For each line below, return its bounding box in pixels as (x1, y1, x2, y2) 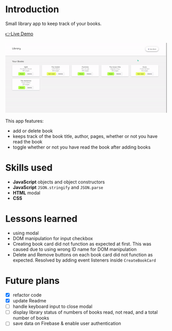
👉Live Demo (5, 31, 34, 37)
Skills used (5, 162, 53, 174)
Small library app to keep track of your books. (5, 20, 102, 27)
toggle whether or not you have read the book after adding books (12, 144, 151, 150)
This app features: (5, 118, 44, 124)
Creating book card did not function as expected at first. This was (12, 241, 152, 247)
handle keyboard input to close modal (12, 303, 93, 310)
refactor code (12, 292, 42, 298)
